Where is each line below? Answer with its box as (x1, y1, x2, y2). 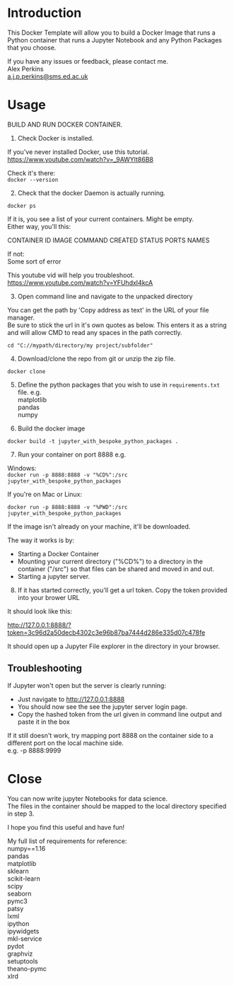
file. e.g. (17, 387, 42, 397)
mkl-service (7, 934, 42, 943)
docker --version (7, 176, 59, 183)
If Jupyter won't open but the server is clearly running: (7, 681, 166, 690)
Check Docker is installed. (17, 134, 94, 142)
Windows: (7, 464, 37, 472)
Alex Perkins (7, 64, 44, 73)
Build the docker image (17, 424, 86, 433)
